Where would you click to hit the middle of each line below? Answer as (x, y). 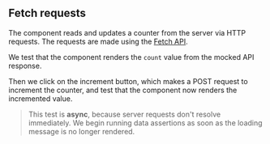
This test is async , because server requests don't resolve (124, 114)
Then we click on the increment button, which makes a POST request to (129, 81)
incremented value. (41, 98)
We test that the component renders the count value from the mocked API (131, 57)
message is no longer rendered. (81, 131)
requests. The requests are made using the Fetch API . (98, 41)
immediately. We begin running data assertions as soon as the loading (145, 123)
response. (25, 66)
